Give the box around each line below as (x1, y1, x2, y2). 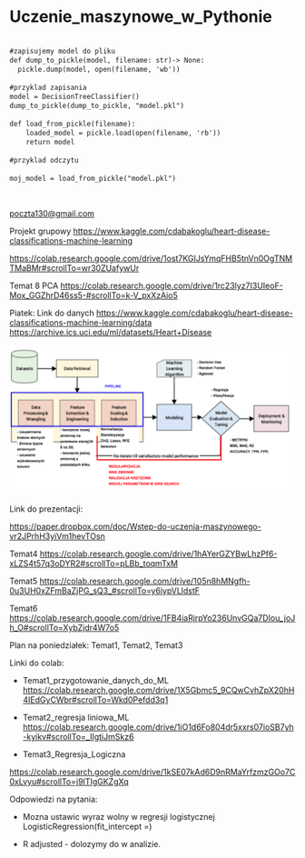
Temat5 (9, 575, 38, 587)
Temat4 (9, 548, 38, 560)
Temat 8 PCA (9, 280, 59, 291)
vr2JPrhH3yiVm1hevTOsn (9, 531, 106, 542)
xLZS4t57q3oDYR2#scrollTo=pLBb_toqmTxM (9, 558, 179, 569)
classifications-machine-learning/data (9, 316, 152, 328)
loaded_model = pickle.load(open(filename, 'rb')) (25, 128, 221, 137)
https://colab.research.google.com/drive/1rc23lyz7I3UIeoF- (60, 280, 283, 291)
